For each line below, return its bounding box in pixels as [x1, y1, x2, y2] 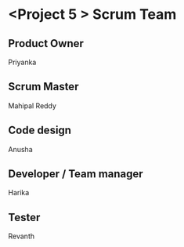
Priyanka [8, 57, 37, 67]
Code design [8, 124, 72, 137]
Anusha [8, 144, 33, 154]
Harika [8, 188, 30, 198]
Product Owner [8, 37, 85, 50]
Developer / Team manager [8, 167, 143, 181]
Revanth [8, 231, 35, 241]
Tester [8, 210, 41, 224]
